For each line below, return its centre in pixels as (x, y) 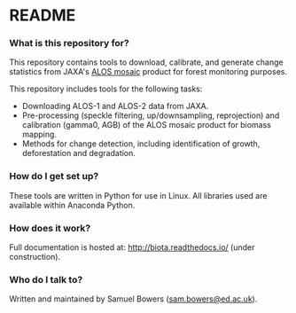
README (43, 16)
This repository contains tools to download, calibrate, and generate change (146, 62)
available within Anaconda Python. (72, 205)
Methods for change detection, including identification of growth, (141, 144)
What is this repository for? (70, 43)
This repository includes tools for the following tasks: (106, 89)
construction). (35, 257)
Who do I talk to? (46, 280)
